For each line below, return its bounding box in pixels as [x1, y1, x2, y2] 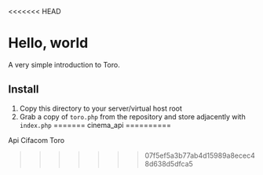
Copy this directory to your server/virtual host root [19, 104, 183, 113]
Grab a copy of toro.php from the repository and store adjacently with [19, 111, 246, 121]
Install [8, 82, 39, 97]
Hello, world [8, 35, 89, 52]
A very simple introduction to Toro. [8, 60, 120, 69]
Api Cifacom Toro [8, 135, 65, 144]
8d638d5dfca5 [144, 159, 194, 168]
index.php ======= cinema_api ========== [19, 120, 171, 129]
